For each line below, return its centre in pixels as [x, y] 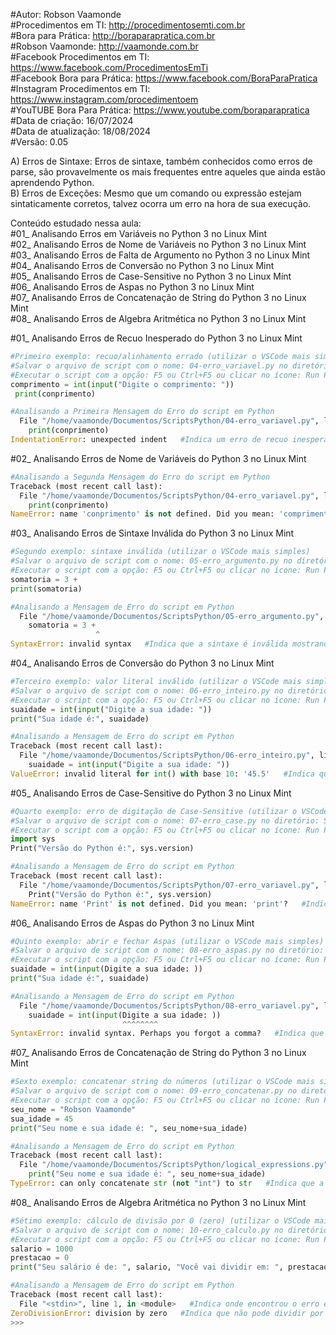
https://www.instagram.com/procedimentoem [104, 99]
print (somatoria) [46, 589]
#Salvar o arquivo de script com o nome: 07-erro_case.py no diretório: [165, 820]
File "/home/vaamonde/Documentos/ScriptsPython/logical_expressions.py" [174, 1165]
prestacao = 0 [40, 1258]
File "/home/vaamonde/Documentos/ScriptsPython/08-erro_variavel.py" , [169, 1005]
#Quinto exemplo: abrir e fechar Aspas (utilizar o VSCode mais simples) [167, 941]
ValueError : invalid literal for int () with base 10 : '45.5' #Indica [162, 774]
